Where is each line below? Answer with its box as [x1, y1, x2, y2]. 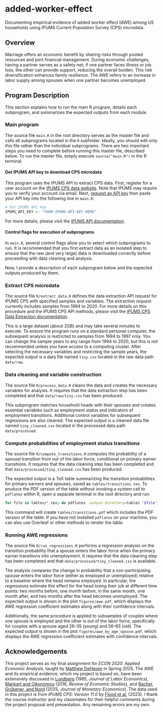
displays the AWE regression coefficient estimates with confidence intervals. [5, 633, 158, 639]
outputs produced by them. [5, 270, 60, 276]
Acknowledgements [5, 648, 67, 656]
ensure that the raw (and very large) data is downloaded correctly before [5, 251, 151, 256]
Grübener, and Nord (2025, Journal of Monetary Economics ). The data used [5, 686, 158, 692]
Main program [5, 121, 39, 128]
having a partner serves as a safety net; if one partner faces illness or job [5, 62, 152, 67]
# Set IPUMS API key [5, 205, 47, 210]
